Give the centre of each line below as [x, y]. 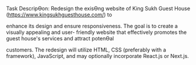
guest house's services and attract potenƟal [60, 38]
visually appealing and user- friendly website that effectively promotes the [97, 32]
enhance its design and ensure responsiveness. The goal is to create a [92, 26]
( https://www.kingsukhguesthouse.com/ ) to [59, 15]
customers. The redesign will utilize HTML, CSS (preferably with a [86, 50]
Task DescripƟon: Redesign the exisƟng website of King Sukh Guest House [98, 8]
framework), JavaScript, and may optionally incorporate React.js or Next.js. [97, 56]
